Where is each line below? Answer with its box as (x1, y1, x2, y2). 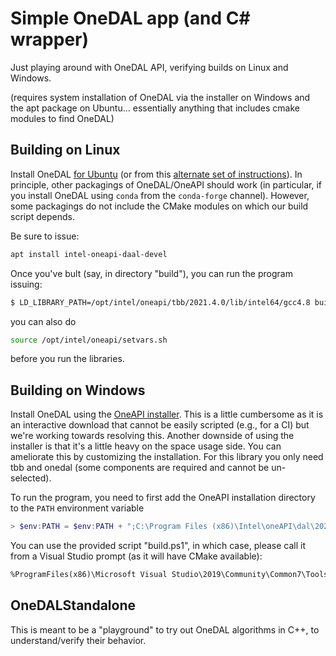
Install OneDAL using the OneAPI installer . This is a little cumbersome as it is (10, 408, 324, 421)
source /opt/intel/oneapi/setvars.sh (10, 335, 168, 345)
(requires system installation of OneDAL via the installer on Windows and (10, 91, 311, 103)
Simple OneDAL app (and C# (10, 7, 251, 30)
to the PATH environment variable (10, 502, 145, 514)
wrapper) (10, 28, 90, 51)
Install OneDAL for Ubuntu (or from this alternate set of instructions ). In (10, 168, 303, 180)
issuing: (10, 278, 43, 290)
